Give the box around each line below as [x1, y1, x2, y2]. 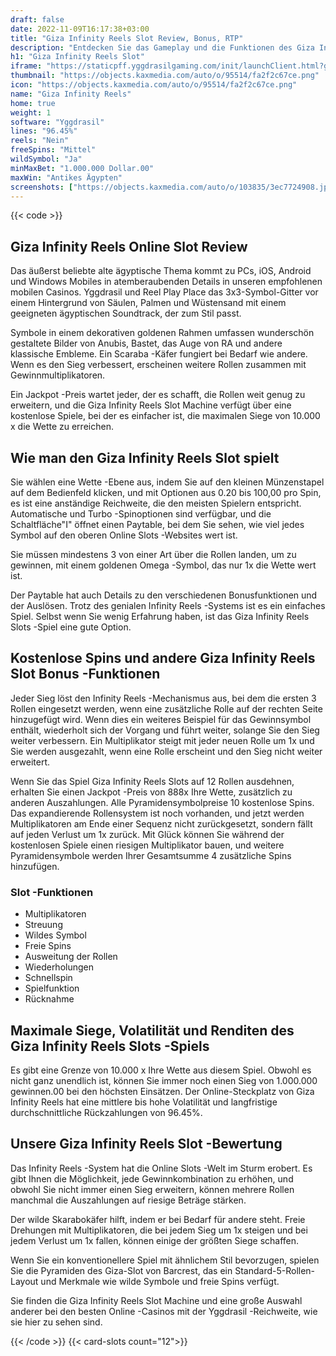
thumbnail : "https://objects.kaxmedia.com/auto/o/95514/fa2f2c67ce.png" [10, 71, 320, 81]
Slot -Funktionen [10, 885, 94, 899]
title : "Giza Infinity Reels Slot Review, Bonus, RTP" [10, 33, 244, 43]
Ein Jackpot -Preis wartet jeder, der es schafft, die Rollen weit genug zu [10, 389, 306, 401]
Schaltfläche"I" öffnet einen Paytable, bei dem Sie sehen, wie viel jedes [10, 519, 305, 530]
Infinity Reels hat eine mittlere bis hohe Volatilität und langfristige [10, 1096, 278, 1108]
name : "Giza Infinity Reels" [10, 89, 132, 99]
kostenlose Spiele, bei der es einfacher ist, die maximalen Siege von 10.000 [10, 410, 321, 422]
